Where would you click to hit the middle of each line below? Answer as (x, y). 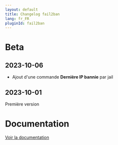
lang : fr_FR (17, 19)
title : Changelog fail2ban (32, 14)
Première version (22, 104)
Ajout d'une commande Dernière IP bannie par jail (63, 77)
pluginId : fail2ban (25, 23)
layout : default (21, 10)
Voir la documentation (27, 137)
